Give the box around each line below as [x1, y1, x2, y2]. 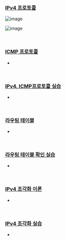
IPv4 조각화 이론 [5, 186, 42, 193]
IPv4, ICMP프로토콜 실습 [5, 82, 62, 89]
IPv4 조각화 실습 [5, 220, 42, 227]
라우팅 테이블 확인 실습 [5, 152, 56, 159]
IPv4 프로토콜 [5, 4, 36, 11]
